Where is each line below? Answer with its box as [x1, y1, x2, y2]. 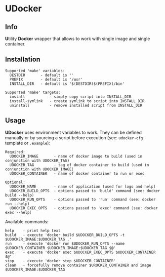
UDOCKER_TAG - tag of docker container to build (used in [9, 162, 149, 167]
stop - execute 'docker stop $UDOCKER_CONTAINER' [5, 258, 116, 263]
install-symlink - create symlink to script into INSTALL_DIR [9, 98, 145, 104]
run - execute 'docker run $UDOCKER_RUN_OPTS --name [5, 241, 125, 246]
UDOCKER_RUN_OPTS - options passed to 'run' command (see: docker [9, 197, 156, 202]
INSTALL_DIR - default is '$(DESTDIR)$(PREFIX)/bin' [9, 81, 125, 86]
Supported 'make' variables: [5, 68, 65, 73]
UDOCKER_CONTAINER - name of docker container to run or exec [9, 171, 145, 176]
